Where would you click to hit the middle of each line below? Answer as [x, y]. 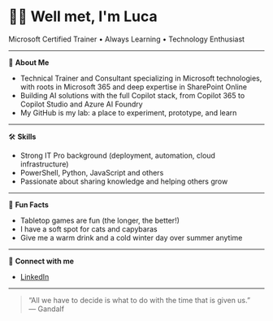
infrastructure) [44, 164]
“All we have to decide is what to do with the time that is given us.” [139, 300]
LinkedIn [35, 276]
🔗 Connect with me [41, 261]
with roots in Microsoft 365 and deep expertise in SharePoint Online [134, 87]
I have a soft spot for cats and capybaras [89, 229]
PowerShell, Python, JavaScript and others [92, 172]
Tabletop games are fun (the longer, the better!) [100, 220]
